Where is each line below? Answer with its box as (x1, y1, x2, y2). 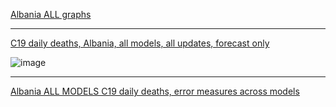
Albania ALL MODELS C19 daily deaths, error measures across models (10, 85, 300, 97)
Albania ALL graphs (10, 9, 92, 20)
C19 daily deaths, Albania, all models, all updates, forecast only (10, 37, 270, 49)
